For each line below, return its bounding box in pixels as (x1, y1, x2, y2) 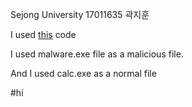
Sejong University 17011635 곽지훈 (10, 9, 150, 20)
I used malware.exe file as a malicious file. (10, 48, 184, 60)
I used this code (10, 29, 77, 40)
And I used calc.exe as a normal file (10, 68, 157, 79)
